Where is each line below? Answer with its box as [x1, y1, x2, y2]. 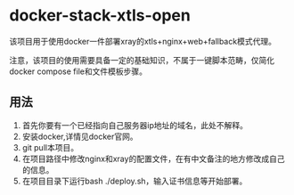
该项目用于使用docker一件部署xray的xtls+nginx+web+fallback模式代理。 [9, 36, 276, 46]
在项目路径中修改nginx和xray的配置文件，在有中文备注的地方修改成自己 [21, 153, 285, 164]
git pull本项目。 [21, 142, 78, 152]
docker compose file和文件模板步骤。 [9, 66, 147, 77]
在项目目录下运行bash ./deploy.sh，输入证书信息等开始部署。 [21, 175, 248, 186]
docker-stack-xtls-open [9, 5, 192, 26]
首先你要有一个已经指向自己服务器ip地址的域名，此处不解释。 [21, 119, 248, 130]
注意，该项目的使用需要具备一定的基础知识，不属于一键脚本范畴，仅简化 [9, 54, 274, 65]
